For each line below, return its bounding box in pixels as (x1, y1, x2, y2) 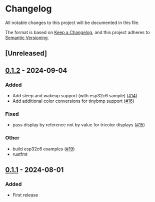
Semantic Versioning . (5, 35, 49, 41)
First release (12, 192, 38, 198)
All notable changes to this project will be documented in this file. (5, 20, 140, 26)
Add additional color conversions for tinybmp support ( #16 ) (12, 98, 134, 104)
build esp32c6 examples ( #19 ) (12, 146, 75, 152)
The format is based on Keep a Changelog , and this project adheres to (5, 29, 150, 35)
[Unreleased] (5, 49, 47, 58)
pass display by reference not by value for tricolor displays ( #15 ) (12, 122, 145, 128)
